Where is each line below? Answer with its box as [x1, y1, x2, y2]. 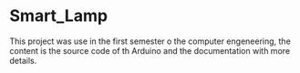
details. [9, 55, 37, 66]
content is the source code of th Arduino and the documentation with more [9, 45, 290, 56]
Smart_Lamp [9, 5, 108, 26]
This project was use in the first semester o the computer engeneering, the [9, 36, 292, 47]
